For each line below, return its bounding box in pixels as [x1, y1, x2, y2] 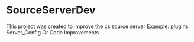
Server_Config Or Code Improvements [6, 29, 99, 36]
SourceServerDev [6, 3, 96, 17]
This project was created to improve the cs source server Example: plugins [6, 23, 189, 30]
